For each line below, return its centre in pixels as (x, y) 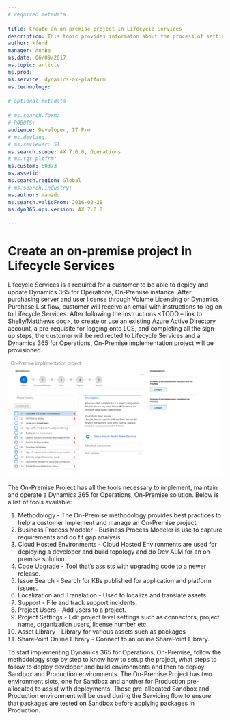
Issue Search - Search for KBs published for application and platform (115, 581)
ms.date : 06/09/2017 (37, 58)
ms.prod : (20, 72)
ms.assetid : (25, 173)
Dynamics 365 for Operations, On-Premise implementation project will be (111, 343)
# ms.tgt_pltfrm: (32, 159)
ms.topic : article (34, 65)
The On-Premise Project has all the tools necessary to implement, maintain (113, 488)
